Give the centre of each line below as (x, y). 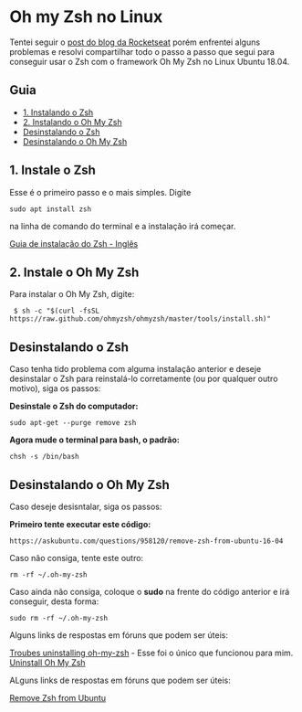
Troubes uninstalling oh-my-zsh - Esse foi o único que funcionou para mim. (151, 653)
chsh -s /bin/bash (44, 457)
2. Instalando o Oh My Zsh (72, 122)
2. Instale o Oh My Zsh (74, 272)
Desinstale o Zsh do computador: (74, 406)
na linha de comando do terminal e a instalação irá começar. (123, 226)
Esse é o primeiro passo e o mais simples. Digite (100, 192)
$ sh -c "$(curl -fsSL (57, 311)
